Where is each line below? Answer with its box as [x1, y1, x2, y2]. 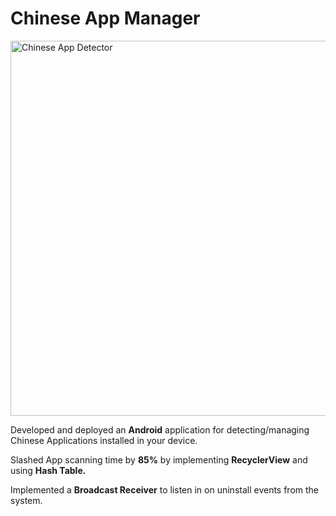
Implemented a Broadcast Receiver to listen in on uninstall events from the [10, 483, 320, 496]
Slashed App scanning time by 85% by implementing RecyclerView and [10, 453, 308, 466]
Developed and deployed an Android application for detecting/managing [10, 423, 310, 436]
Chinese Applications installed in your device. [10, 434, 198, 446]
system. [10, 494, 43, 506]
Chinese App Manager [10, 7, 201, 30]
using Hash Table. [10, 464, 87, 476]
